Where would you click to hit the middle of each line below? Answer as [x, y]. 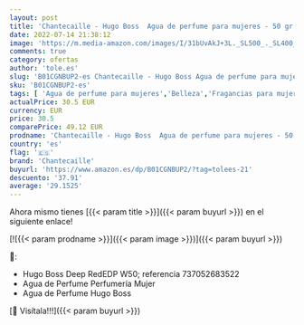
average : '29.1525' [46, 186]
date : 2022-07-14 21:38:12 [60, 34]
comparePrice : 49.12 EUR [56, 128]
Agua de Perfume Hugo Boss [77, 293]
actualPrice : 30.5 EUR [52, 102]
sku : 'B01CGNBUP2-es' [50, 85]
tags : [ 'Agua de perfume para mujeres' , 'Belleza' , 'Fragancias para [141, 93]
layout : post [34, 18]
